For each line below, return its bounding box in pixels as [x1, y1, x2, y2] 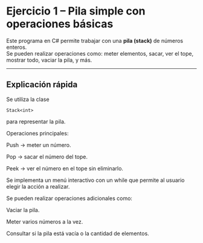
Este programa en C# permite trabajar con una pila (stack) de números [6, 37, 184, 44]
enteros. [6, 44, 27, 51]
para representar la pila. [6, 118, 66, 125]
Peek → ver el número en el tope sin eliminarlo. [6, 164, 124, 172]
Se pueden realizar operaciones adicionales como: [6, 195, 133, 202]
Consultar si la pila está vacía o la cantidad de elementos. [6, 230, 149, 237]
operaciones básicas [6, 17, 114, 31]
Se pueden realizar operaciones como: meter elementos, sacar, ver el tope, [6, 50, 194, 57]
